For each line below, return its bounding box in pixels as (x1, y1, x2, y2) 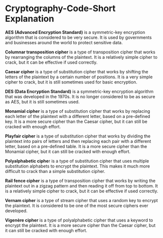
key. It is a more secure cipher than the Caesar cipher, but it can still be (5, 119, 147, 124)
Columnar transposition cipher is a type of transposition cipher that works (5, 49, 156, 55)
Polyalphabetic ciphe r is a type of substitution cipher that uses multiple (5, 158, 149, 164)
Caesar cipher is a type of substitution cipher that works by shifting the (5, 68, 148, 74)
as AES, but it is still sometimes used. (5, 99, 80, 104)
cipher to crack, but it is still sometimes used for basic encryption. (5, 79, 138, 85)
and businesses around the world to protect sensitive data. (5, 39, 123, 45)
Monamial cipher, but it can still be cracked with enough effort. (5, 149, 130, 154)
